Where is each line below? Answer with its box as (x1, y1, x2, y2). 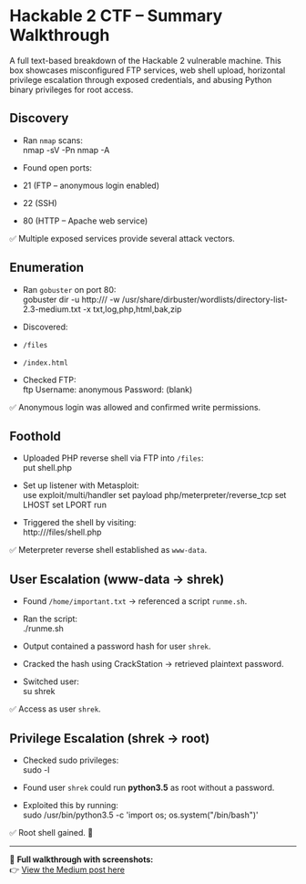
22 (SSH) (22, 197, 57, 208)
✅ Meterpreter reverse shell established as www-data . (9, 545, 208, 556)
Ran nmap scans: (22, 134, 84, 146)
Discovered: (22, 321, 68, 332)
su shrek (22, 686, 56, 697)
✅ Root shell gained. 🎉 (9, 827, 94, 837)
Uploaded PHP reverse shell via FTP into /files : (22, 452, 204, 463)
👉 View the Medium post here (9, 864, 126, 875)
